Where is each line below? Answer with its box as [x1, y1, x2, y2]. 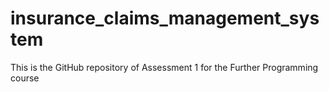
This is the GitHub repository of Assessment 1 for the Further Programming [10, 61, 319, 73]
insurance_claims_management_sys [10, 7, 320, 30]
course [10, 72, 40, 84]
